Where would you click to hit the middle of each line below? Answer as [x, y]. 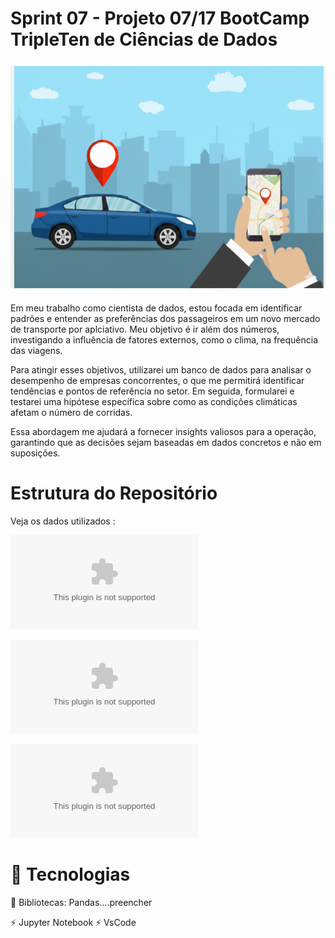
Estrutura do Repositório [114, 493]
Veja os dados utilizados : [63, 521]
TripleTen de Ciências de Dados [144, 39]
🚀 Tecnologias [70, 874]
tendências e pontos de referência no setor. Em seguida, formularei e [152, 391]
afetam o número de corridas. [71, 412]
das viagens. [36, 350]
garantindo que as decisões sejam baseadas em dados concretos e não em [166, 442]
